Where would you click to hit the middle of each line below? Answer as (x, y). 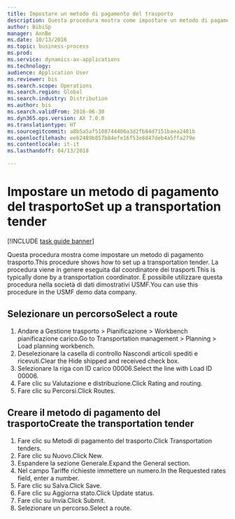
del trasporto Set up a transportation (114, 207)
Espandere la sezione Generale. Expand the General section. (104, 463)
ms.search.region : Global (45, 92)
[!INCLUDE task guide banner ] (51, 241)
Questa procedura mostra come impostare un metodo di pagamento (106, 254)
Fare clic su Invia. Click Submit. (62, 500)
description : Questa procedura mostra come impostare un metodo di (108, 20)
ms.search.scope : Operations (50, 86)
